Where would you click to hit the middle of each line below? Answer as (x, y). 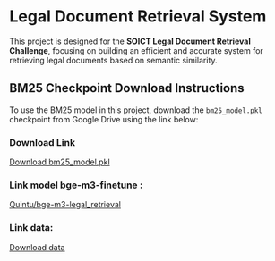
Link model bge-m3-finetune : (76, 185)
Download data (37, 247)
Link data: (31, 228)
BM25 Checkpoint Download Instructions (127, 88)
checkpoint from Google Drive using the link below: (104, 119)
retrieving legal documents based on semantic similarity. (113, 60)
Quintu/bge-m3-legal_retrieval (65, 205)
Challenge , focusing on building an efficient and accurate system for (137, 50)
